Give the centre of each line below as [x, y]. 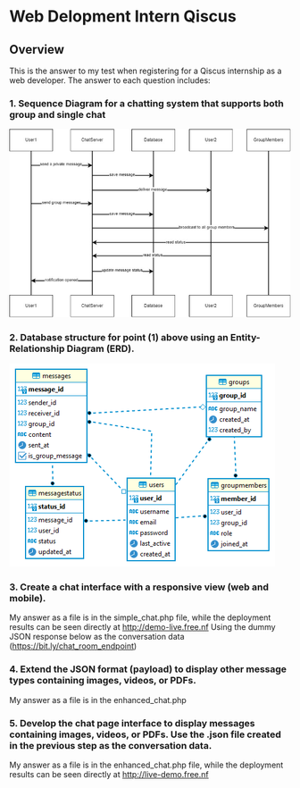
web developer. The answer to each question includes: [110, 80]
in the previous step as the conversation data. [111, 745]
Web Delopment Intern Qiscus [123, 17]
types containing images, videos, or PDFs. [103, 681]
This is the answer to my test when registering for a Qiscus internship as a [146, 71]
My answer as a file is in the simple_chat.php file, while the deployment [140, 617]
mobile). [28, 598]
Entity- [245, 337]
